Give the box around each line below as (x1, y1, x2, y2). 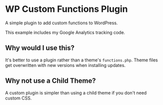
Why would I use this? (5, 44, 75, 52)
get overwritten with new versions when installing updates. (5, 62, 126, 68)
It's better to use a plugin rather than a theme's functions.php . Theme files (5, 57, 158, 63)
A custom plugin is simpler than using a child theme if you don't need (5, 90, 147, 96)
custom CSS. (5, 95, 32, 101)
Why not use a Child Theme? (5, 77, 96, 85)
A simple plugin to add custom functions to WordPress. (5, 20, 118, 26)
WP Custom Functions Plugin (5, 3, 128, 15)
